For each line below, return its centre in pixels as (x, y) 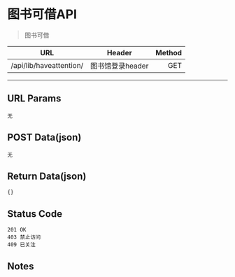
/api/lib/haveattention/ (47, 65)
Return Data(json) (47, 176)
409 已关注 (22, 245)
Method (169, 52)
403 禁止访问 (24, 237)
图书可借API (42, 14)
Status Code (35, 214)
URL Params (34, 99)
